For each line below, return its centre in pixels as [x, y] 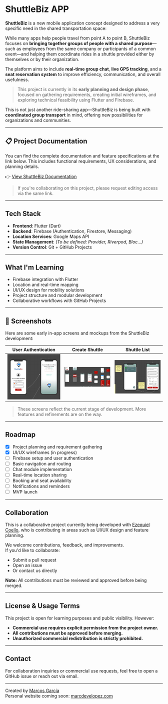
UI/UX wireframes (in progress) [45, 452]
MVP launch [25, 492]
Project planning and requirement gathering [57, 446]
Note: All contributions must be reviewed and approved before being [76, 580]
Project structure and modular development [57, 295]
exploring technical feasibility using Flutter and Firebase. [76, 100]
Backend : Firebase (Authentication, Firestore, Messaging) [72, 231]
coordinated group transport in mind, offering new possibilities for [74, 115]
